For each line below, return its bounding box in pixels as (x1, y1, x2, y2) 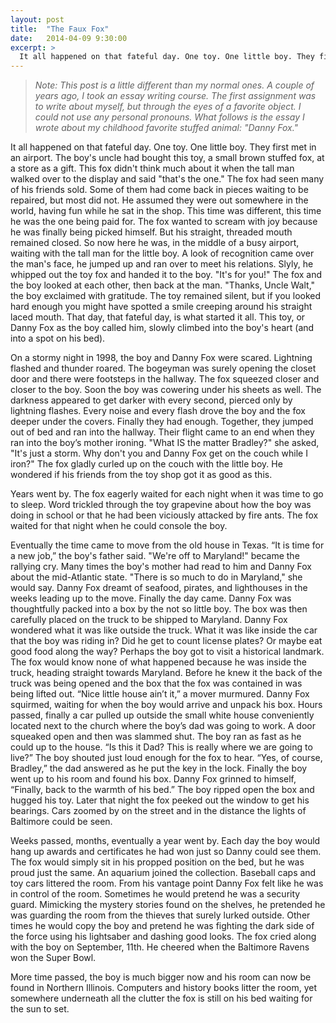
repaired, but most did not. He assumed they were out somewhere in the (10, 194, 309, 206)
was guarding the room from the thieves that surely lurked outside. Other (10, 909, 311, 921)
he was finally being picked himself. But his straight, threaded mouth (10, 226, 293, 238)
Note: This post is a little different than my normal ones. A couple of (34, 79, 315, 91)
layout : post (10, 14, 65, 25)
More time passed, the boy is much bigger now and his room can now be (10, 971, 312, 983)
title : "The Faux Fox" (10, 24, 110, 34)
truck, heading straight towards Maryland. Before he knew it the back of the (10, 667, 323, 679)
